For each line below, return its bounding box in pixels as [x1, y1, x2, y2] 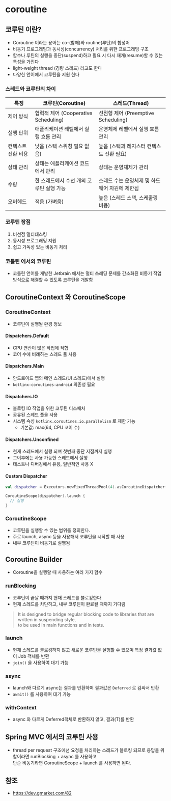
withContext [5, 704, 37, 711]
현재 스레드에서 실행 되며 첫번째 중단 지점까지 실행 [12, 448, 112, 454]
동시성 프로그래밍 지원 [12, 237, 57, 243]
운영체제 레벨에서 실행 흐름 [98, 126, 159, 133]
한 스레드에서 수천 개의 [35, 177, 86, 184]
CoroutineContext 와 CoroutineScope [5, 293, 126, 301]
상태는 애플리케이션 [35, 160, 79, 167]
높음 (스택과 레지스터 [98, 143, 146, 150]
